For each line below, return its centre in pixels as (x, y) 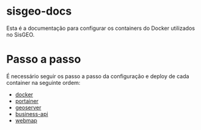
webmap (26, 120)
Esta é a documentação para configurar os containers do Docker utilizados (101, 28)
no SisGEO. (20, 34)
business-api (31, 114)
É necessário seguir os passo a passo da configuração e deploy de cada (98, 76)
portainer (27, 101)
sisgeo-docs (39, 11)
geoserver (28, 107)
